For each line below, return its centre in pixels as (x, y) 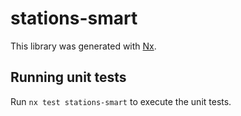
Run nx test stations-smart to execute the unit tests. (121, 101)
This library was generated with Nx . (83, 46)
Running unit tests (68, 77)
